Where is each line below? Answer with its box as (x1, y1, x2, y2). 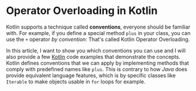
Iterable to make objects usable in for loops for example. (6, 78, 146, 85)
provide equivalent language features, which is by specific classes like (6, 72, 176, 79)
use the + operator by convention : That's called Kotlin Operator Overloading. (6, 36, 190, 43)
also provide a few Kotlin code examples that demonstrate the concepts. (6, 53, 181, 60)
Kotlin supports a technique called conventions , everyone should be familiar (6, 23, 191, 30)
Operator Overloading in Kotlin (6, 4, 158, 17)
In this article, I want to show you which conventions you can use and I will (6, 47, 186, 54)
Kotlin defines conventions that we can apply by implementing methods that (6, 60, 189, 66)
